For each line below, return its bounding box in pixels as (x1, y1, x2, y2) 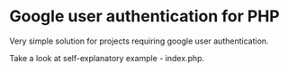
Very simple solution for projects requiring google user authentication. (9, 36, 269, 46)
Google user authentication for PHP (9, 6, 281, 27)
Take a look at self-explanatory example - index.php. (9, 52, 205, 63)
